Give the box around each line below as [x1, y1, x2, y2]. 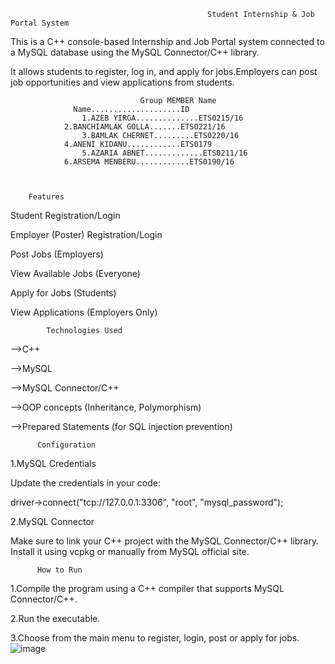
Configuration [36, 440, 97, 450]
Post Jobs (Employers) [10, 248, 104, 260]
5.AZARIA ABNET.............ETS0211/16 [81, 148, 248, 158]
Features [28, 192, 65, 202]
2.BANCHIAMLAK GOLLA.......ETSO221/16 [63, 122, 226, 132]
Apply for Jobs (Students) [10, 287, 117, 299]
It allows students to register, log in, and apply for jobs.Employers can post [10, 66, 318, 77]
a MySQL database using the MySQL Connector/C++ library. [10, 46, 260, 58]
